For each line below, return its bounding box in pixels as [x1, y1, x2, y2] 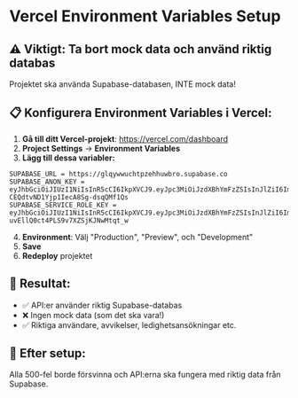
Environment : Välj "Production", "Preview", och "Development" [21, 231, 254, 242]
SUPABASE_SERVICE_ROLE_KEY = [9, 200, 117, 209]
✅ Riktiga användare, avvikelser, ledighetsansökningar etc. [21, 319, 237, 330]
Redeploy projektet [21, 250, 93, 261]
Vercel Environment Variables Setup [9, 6, 281, 27]
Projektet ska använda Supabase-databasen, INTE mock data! [9, 79, 237, 90]
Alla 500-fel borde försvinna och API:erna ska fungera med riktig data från [9, 370, 281, 380]
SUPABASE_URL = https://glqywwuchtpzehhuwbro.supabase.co [9, 169, 228, 178]
